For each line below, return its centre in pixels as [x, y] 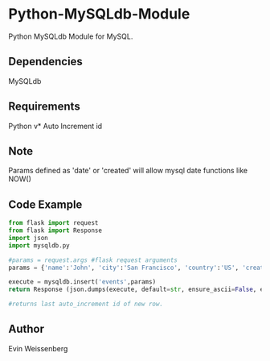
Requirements [44, 107]
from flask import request [53, 223]
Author [26, 329]
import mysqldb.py [39, 245]
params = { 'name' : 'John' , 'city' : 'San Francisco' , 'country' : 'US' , [124, 268]
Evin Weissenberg [38, 348]
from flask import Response [55, 230]
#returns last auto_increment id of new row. [86, 304]
